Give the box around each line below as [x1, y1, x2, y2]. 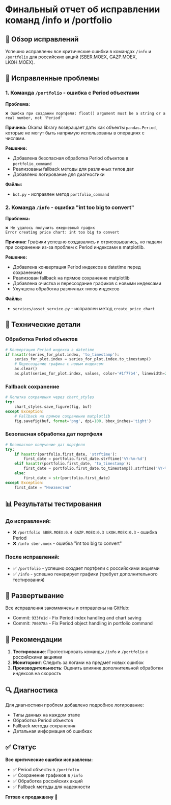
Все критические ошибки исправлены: [5, 756, 93, 763]
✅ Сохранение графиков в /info [12, 772, 83, 778]
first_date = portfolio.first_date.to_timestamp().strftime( [23, 466, 156, 471]
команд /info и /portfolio [5, 14, 112, 26]
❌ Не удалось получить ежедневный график [5, 225, 95, 231]
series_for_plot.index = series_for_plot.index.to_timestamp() [14, 357, 152, 362]
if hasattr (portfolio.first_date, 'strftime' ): [14, 451, 117, 457]
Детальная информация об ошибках [12, 728, 92, 734]
